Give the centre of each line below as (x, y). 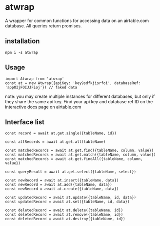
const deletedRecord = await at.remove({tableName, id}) (64, 215)
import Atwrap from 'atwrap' (35, 79)
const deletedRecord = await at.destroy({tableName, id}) (65, 219)
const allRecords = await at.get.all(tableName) (55, 142)
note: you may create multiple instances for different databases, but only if (80, 96)
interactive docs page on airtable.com (43, 107)
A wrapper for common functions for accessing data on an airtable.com (77, 21)
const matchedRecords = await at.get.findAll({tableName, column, (74, 159)
